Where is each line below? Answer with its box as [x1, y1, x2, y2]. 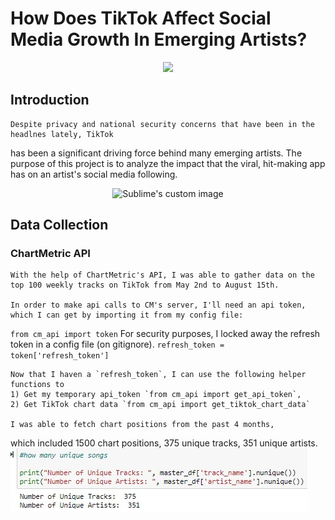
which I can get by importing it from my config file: [10, 310, 244, 321]
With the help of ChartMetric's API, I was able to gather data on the [10, 270, 315, 281]
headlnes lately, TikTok [10, 129, 114, 139]
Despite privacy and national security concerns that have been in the [10, 119, 315, 129]
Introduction [10, 92, 90, 109]
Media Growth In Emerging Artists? [10, 28, 308, 51]
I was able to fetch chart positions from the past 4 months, [10, 420, 275, 430]
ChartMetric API [10, 247, 91, 261]
